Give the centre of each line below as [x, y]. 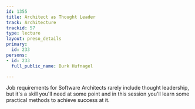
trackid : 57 [21, 28]
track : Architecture [31, 22]
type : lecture [23, 33]
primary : [17, 45]
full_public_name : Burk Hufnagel [52, 66]
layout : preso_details [34, 39]
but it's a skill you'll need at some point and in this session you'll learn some [98, 94]
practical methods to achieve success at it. [58, 100]
